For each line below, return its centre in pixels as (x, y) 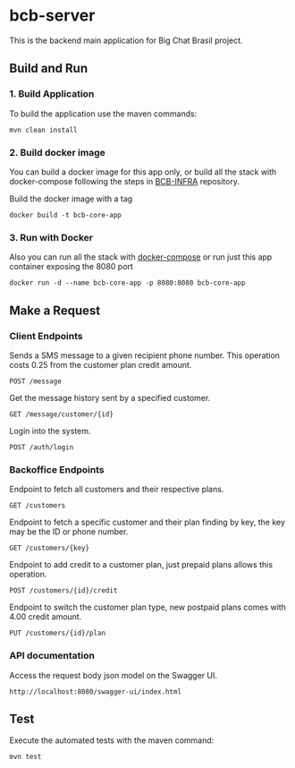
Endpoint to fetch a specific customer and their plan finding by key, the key (147, 522)
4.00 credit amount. (46, 617)
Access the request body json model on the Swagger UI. (113, 675)
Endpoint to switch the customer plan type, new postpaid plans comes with (147, 607)
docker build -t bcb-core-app (66, 215)
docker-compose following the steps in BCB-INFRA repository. (124, 181)
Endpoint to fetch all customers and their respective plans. (117, 490)
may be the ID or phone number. (69, 532)
